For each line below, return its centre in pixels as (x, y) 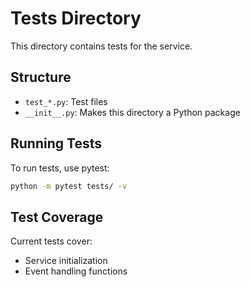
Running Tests (56, 143)
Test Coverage (57, 217)
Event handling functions (76, 271)
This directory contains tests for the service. (101, 46)
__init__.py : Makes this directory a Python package (132, 112)
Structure (41, 77)
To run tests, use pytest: (60, 168)
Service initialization (66, 261)
